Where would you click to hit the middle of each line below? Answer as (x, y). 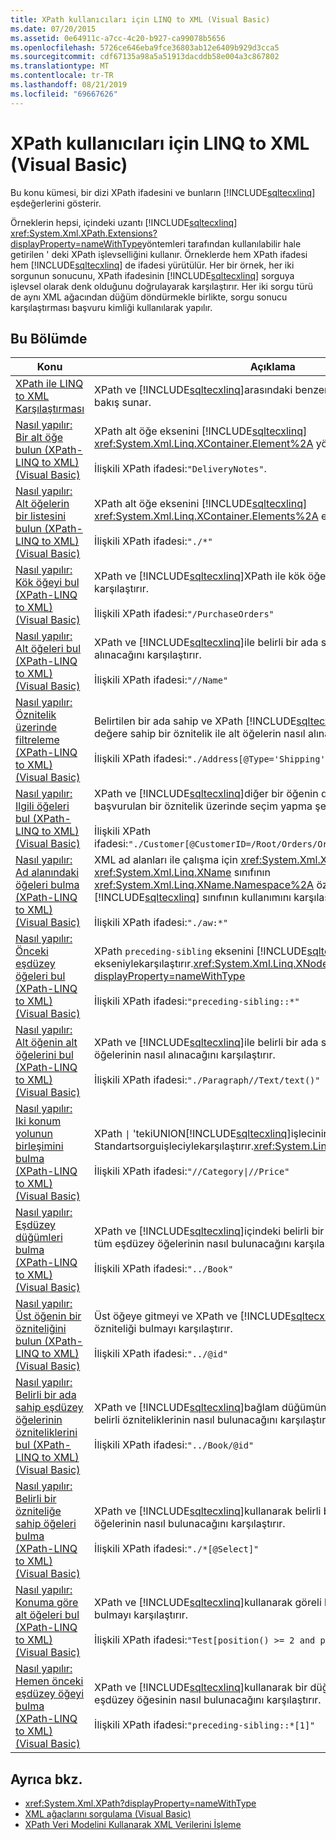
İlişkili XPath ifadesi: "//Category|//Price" (192, 1171)
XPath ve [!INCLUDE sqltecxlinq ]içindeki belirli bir (209, 1231)
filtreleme (37, 740)
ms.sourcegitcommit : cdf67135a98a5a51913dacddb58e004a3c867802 (145, 57)
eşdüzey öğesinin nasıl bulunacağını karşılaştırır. (208, 1700)
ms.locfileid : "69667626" (64, 94)
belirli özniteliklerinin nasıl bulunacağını (186, 1420)
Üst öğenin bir (48, 1316)
